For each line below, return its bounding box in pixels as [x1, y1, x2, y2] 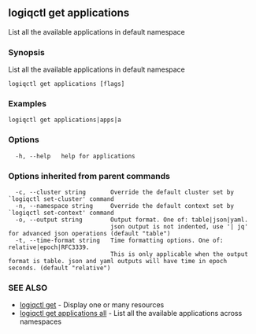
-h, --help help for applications [15, 152, 135, 160]
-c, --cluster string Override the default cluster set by [15, 188, 235, 196]
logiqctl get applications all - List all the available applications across [19, 309, 243, 318]
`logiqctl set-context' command [8, 209, 114, 217]
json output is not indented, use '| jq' [109, 223, 248, 231]
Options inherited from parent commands [8, 170, 171, 181]
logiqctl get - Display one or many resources [19, 300, 165, 310]
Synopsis [8, 46, 45, 58]
